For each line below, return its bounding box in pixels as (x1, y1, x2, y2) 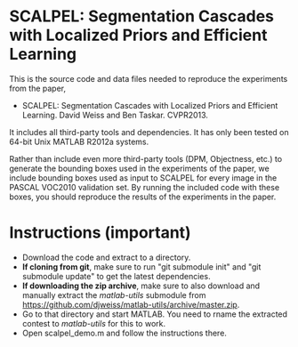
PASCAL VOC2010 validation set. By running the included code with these (9, 182, 280, 192)
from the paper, (9, 83, 67, 93)
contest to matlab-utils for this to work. (21, 318, 166, 328)
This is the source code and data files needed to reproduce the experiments (9, 73, 288, 84)
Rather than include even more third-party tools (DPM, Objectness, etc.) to (9, 153, 283, 164)
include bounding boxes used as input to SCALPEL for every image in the (9, 172, 278, 183)
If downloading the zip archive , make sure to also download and (21, 280, 261, 291)
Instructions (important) (9, 222, 191, 243)
